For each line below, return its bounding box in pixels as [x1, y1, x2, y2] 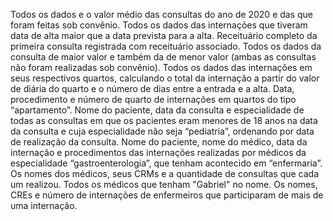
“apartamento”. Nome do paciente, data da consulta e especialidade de [10, 104, 305, 116]
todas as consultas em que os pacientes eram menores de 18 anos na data [10, 115, 318, 126]
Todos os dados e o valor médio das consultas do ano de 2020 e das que [10, 9, 314, 20]
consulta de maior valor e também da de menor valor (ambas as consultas [10, 51, 317, 63]
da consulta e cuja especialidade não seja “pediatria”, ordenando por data [10, 125, 315, 137]
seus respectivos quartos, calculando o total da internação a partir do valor [10, 72, 320, 84]
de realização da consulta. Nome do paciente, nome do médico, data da [10, 136, 308, 148]
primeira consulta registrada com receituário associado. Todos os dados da [10, 40, 322, 52]
